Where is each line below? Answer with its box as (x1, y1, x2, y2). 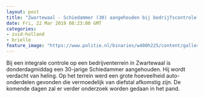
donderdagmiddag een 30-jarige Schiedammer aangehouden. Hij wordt (6, 65, 186, 73)
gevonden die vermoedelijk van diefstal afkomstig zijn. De (36, 78, 181, 85)
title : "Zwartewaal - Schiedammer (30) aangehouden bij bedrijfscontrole (6, 15, 197, 21)
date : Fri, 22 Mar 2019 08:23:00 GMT (6, 20, 102, 26)
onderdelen (6, 78, 35, 85)
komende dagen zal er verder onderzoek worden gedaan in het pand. (6, 85, 180, 92)
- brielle (6, 37, 32, 43)
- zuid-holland (6, 31, 45, 38)
